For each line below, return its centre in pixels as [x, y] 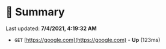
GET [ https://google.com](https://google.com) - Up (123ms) [87, 40]
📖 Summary [35, 12]
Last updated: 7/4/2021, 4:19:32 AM [51, 28]
